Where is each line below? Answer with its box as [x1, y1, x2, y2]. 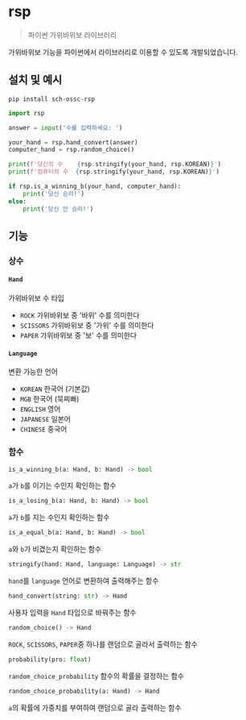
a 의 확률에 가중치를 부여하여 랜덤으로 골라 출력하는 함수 [8, 702, 182, 712]
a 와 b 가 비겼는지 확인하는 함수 [8, 544, 102, 554]
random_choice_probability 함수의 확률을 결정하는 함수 [8, 671, 185, 680]
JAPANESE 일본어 [19, 414, 71, 424]
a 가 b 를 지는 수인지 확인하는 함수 [8, 513, 110, 522]
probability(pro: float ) [8, 655, 92, 664]
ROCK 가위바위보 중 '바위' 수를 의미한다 [19, 310, 140, 320]
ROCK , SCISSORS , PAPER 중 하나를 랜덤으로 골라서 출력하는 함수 [8, 639, 199, 649]
